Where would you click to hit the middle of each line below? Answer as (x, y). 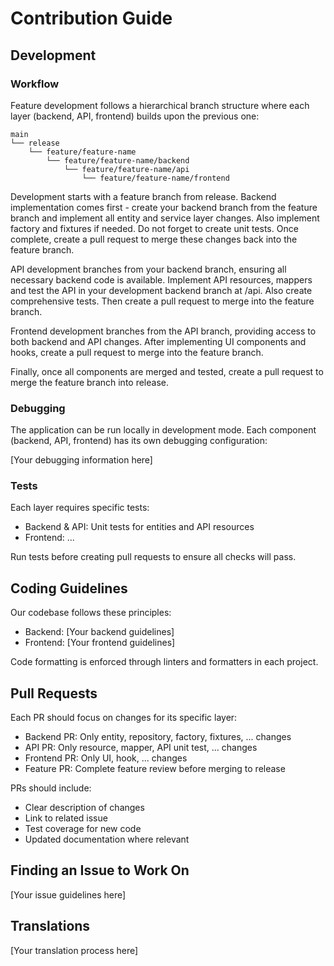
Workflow (35, 84)
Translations (50, 926)
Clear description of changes (84, 808)
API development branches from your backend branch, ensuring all (148, 269)
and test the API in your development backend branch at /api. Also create (161, 290)
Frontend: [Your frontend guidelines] (100, 643)
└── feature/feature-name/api (126, 169)
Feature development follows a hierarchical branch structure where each (160, 105)
